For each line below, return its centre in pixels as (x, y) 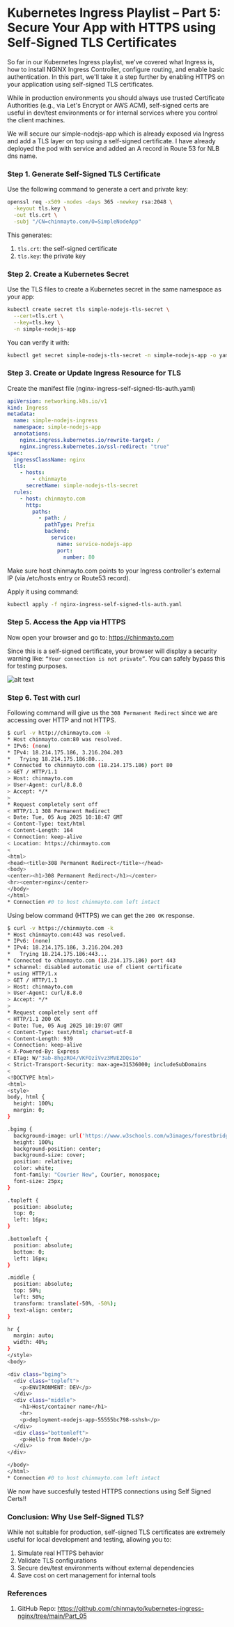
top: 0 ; (25, 1213)
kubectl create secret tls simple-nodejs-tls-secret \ (88, 310)
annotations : (32, 434)
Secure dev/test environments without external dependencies (106, 1568)
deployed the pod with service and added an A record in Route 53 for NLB (114, 148)
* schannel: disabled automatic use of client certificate (95, 967)
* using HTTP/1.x (32, 973)
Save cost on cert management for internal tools (87, 1575)
